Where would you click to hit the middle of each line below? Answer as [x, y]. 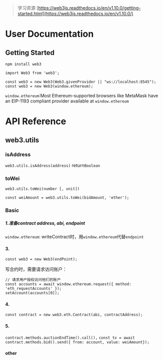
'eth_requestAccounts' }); [33, 289]
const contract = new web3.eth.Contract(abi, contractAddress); [74, 315]
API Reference [36, 121]
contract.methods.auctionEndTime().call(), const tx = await [70, 338]
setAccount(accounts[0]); [32, 293]
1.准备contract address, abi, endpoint [45, 223]
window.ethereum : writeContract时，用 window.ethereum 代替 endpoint [75, 237]
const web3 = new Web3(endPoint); [42, 260]
